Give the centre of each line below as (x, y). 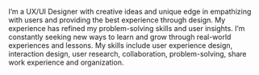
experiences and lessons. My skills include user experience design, (121, 45)
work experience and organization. (66, 62)
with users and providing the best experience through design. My (117, 20)
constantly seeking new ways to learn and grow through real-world (120, 37)
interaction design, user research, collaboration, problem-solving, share (128, 54)
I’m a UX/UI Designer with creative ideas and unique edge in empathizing (130, 12)
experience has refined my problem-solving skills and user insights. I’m (127, 28)
